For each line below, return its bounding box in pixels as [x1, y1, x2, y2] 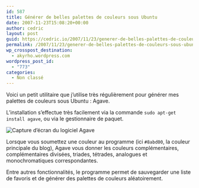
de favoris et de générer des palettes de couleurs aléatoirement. [6, 175, 163, 182]
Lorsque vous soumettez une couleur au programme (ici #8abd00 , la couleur [6, 138, 191, 145]
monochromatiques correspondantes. [6, 157, 98, 164]
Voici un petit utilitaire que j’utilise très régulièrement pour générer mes [6, 91, 179, 98]
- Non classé [11, 75, 44, 81]
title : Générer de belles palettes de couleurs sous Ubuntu [6, 14, 158, 20]
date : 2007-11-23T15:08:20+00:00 [6, 20, 89, 26]
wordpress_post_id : [6, 58, 54, 64]
